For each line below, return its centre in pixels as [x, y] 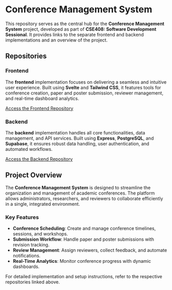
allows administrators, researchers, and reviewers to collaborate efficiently [84, 198]
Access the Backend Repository [39, 159]
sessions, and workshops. [40, 234]
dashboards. [26, 267]
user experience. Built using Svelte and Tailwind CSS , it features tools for [83, 87]
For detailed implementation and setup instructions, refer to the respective [84, 277]
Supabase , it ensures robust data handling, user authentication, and [78, 143]
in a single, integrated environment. [43, 204]
